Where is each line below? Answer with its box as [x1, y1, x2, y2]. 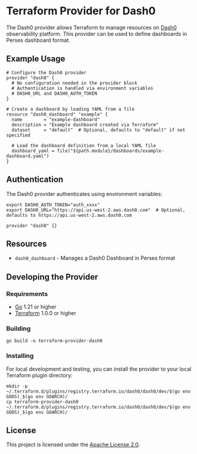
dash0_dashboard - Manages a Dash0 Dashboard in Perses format [14, 254, 176, 262]
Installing [6, 352, 34, 360]
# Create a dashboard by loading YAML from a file [6, 106, 135, 112]
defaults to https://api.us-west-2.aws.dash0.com [6, 212, 133, 218]
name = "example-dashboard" [11, 116, 100, 123]
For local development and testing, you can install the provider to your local [6, 365, 192, 372]
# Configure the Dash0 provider [6, 70, 87, 76]
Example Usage [6, 54, 66, 64]
